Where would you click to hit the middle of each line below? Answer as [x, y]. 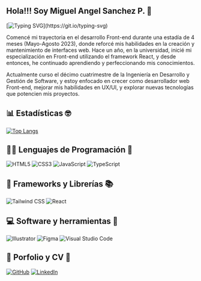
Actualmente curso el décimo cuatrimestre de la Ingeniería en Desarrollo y [98, 74]
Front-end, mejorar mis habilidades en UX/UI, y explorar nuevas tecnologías [100, 87]
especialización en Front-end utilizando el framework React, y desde [91, 56]
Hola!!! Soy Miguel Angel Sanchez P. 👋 [79, 11]
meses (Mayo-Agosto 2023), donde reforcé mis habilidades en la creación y [100, 43]
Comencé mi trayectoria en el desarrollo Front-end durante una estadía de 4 [100, 37]
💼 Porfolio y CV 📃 [38, 257]
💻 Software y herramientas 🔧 [62, 221]
